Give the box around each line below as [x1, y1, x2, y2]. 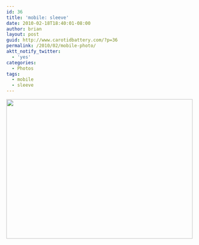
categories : [6, 59, 36, 65]
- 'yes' [12, 54, 32, 60]
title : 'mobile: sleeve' [6, 15, 69, 21]
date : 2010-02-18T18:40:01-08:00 [6, 20, 91, 26]
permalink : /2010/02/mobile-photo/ [6, 43, 96, 49]
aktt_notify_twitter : [6, 49, 61, 55]
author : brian [6, 25, 42, 32]
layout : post [6, 32, 39, 38]
